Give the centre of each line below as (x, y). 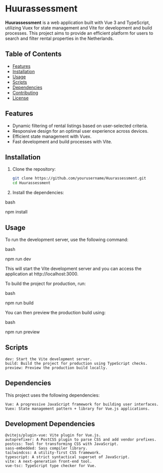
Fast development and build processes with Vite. (62, 141)
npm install (16, 212)
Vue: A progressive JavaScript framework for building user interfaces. (82, 404)
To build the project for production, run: (45, 283)
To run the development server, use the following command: (67, 239)
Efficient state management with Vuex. (52, 136)
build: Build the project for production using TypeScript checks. (77, 363)
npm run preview (22, 332)
